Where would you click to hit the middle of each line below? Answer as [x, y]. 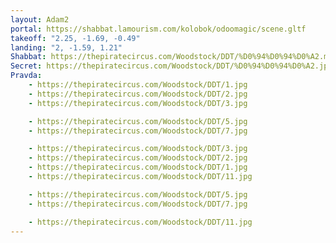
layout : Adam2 [40, 19]
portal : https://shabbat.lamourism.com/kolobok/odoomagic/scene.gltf [158, 29]
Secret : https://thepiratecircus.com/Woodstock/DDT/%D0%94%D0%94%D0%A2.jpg [171, 66]
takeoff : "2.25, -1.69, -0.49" [75, 38]
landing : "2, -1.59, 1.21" [66, 47]
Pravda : [26, 76]
